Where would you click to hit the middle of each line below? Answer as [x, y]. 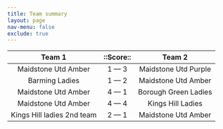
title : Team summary [38, 14]
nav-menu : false [31, 27]
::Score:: [117, 57]
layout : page [26, 20]
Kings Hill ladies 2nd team [54, 115]
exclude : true [28, 33]
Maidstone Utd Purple [175, 69]
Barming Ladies [53, 80]
